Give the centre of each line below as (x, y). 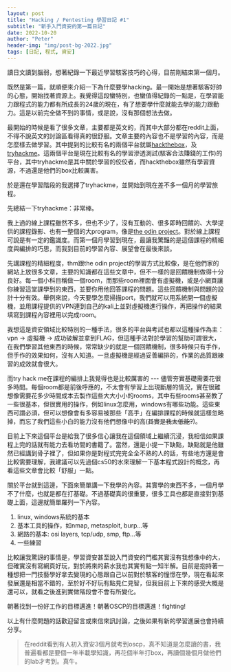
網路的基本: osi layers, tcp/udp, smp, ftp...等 (79, 534)
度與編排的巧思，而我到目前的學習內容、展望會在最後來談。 (91, 248)
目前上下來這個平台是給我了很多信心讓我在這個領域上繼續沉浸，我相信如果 (112, 436)
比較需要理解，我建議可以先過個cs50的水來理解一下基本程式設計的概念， (111, 462)
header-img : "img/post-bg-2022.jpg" (59, 45)
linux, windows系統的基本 (53, 517)
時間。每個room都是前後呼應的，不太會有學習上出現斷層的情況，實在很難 (117, 387)
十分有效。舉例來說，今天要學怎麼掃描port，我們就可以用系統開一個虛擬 (115, 297)
